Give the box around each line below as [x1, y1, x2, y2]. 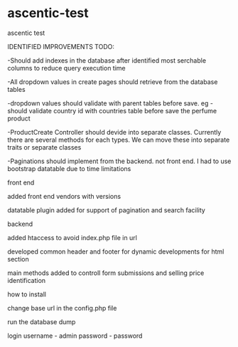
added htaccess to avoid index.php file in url [7, 233, 137, 242]
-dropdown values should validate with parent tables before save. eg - [7, 98, 213, 108]
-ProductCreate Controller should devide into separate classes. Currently [7, 128, 222, 136]
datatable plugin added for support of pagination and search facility [7, 205, 206, 214]
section [7, 254, 30, 263]
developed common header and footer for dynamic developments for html [7, 247, 225, 256]
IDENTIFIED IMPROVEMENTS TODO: [7, 42, 115, 51]
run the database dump [7, 317, 76, 326]
